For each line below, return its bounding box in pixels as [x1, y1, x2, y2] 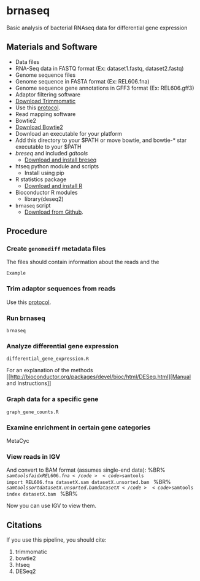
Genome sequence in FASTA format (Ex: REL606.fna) [15, 77, 150, 85]
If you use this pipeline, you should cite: [6, 536, 107, 544]
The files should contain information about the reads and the [6, 259, 160, 266]
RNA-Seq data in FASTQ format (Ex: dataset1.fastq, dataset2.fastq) [15, 64, 184, 72]
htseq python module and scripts [15, 162, 99, 170]
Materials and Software [6, 42, 98, 52]
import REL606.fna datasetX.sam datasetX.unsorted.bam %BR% [6, 478, 172, 486]
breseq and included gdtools [15, 149, 88, 157]
